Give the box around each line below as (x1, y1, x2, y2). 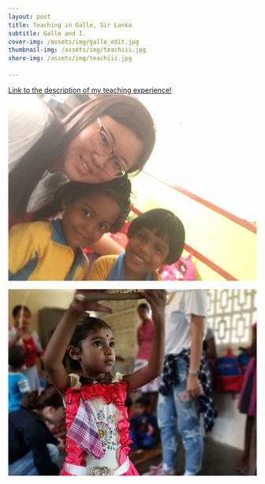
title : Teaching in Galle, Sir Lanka (8, 21, 132, 29)
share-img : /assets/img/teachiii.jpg (8, 54, 132, 62)
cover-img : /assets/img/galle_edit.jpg (8, 38, 140, 46)
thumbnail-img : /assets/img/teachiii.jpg (8, 46, 147, 54)
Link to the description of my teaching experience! (8, 85, 172, 95)
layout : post (8, 13, 51, 21)
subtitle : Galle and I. (8, 29, 87, 37)
